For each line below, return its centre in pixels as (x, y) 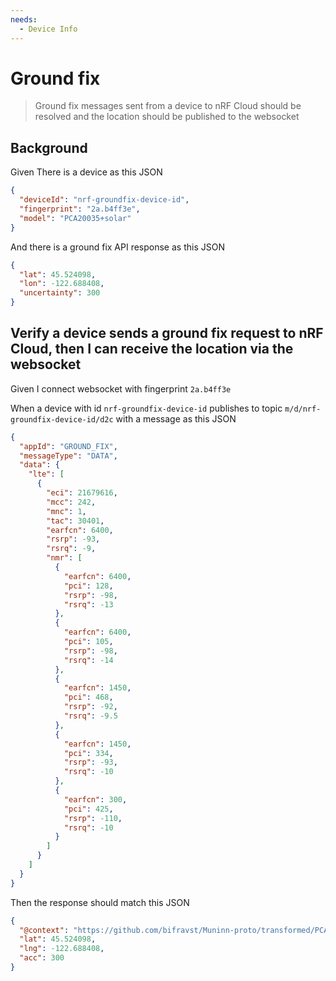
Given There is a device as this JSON (86, 172)
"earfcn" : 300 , (95, 799)
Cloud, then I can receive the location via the (152, 349)
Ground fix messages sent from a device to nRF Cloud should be (168, 106)
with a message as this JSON (176, 418)
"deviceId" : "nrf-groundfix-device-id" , (104, 200)
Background (49, 147)
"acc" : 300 (42, 958)
